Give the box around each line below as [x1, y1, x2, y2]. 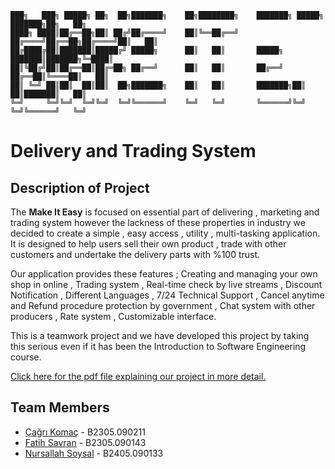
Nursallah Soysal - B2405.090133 [24, 447, 164, 459]
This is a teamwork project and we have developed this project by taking [10, 330, 310, 341]
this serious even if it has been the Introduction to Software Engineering [10, 341, 307, 352]
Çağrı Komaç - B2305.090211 [24, 426, 146, 438]
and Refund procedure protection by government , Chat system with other [10, 300, 316, 311]
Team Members [10, 399, 110, 416]
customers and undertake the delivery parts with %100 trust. [10, 249, 261, 260]
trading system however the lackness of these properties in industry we [10, 217, 306, 228]
